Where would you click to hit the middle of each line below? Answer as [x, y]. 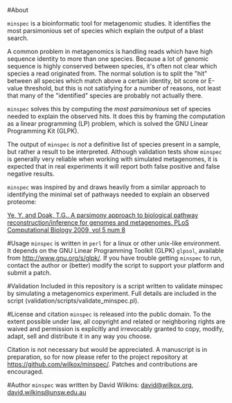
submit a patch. [29, 273]
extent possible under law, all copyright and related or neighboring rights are [116, 321]
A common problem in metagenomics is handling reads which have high [110, 51]
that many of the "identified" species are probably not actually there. [105, 95]
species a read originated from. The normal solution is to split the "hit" [107, 73]
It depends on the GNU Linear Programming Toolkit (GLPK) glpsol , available [116, 251]
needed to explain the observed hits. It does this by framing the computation [116, 116]
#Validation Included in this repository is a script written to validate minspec [115, 286]
